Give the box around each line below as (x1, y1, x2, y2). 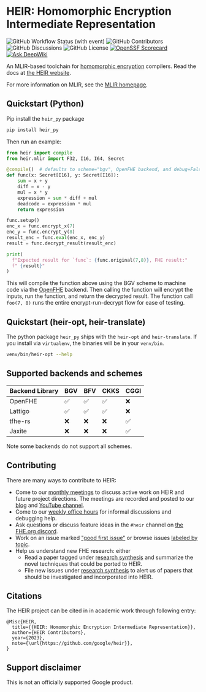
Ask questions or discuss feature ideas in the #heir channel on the (15, 521, 184, 528)
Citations (6, 590, 42, 601)
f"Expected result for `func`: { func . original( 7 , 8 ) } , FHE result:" (12, 257, 188, 263)
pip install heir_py (6, 127, 59, 133)
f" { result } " (12, 262, 45, 269)
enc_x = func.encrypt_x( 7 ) (6, 223, 75, 229)
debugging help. (15, 514, 57, 522)
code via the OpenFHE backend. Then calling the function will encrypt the (6, 286, 193, 294)
